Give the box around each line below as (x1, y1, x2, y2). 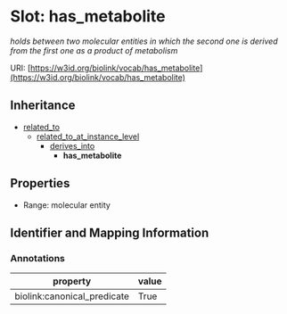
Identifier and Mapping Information (10, 225, 209, 240)
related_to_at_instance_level (36, 131, 140, 142)
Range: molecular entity (22, 199, 111, 211)
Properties (10, 176, 70, 191)
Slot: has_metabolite (10, 6, 166, 27)
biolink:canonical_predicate (14, 290, 130, 302)
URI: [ (10, 62, 31, 73)
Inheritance (10, 98, 76, 113)
